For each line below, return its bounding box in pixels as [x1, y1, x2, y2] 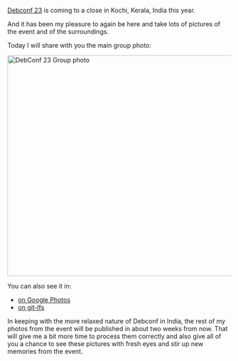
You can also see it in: [7, 282, 72, 290]
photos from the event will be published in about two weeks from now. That [7, 325, 228, 333]
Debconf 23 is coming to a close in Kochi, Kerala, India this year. [7, 6, 195, 14]
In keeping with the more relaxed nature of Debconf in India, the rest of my [7, 317, 226, 325]
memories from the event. [7, 347, 83, 355]
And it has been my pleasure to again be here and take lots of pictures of [7, 20, 221, 28]
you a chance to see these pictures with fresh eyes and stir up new [7, 340, 204, 347]
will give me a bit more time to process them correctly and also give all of [7, 332, 222, 340]
